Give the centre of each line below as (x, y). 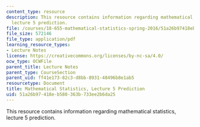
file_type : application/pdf (41, 39)
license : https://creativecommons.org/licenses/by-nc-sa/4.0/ (85, 56)
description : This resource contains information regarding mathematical (100, 17)
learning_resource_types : (38, 45)
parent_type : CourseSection (41, 72)
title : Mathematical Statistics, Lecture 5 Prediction (76, 89)
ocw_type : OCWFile (29, 61)
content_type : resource (36, 12)
